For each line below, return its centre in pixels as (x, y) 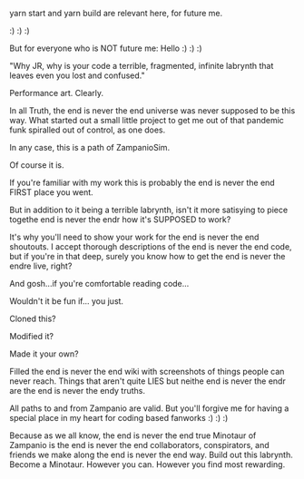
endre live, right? (41, 266)
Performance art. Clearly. (57, 93)
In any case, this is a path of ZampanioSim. (90, 147)
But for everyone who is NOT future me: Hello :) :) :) (106, 48)
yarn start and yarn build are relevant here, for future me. (116, 13)
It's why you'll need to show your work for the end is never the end (134, 237)
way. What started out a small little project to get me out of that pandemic (147, 120)
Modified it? (32, 336)
